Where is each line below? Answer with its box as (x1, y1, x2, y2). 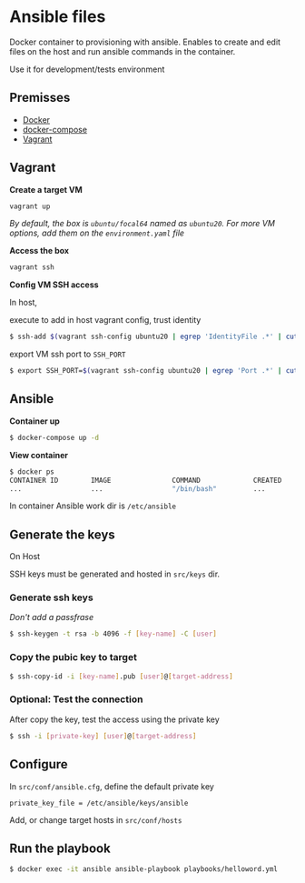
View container (9, 449, 69, 460)
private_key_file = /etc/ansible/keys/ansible (9, 798, 189, 808)
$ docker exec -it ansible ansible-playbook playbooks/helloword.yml (9, 865, 279, 874)
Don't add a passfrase (9, 612, 93, 623)
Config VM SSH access (9, 279, 99, 290)
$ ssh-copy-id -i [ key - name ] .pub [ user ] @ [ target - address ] (9, 671, 233, 681)
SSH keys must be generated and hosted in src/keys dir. (9, 568, 221, 579)
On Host (9, 551, 41, 562)
